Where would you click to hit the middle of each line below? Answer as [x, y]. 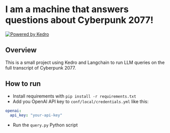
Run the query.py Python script [45, 125]
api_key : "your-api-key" [36, 115]
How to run [23, 84]
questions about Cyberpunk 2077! [79, 20]
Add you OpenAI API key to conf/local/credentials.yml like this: [80, 101]
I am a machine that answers [67, 9]
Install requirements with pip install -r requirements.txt [74, 96]
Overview [21, 50]
